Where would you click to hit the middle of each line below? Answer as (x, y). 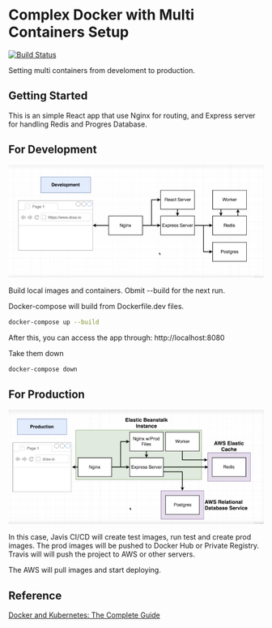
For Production (47, 395)
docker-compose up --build (54, 322)
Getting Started (48, 96)
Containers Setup (69, 32)
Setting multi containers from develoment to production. (102, 70)
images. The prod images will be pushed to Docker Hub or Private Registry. (134, 546)
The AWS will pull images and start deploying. (85, 570)
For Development (53, 150)
